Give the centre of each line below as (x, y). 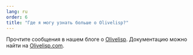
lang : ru (17, 12)
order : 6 (17, 17)
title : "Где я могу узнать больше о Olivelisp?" (67, 22)
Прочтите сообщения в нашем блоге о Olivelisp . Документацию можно (97, 40)
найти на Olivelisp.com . (35, 46)
